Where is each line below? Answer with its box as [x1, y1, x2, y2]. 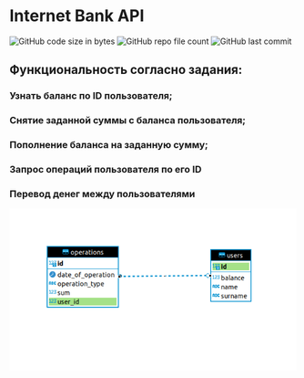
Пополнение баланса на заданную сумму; [9, 139, 208, 152]
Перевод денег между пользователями [9, 187, 196, 200]
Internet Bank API [9, 5, 145, 26]
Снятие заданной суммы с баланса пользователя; [9, 114, 246, 127]
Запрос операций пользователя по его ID [9, 163, 202, 176]
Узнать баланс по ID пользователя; [9, 89, 173, 102]
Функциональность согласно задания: [9, 62, 243, 78]
